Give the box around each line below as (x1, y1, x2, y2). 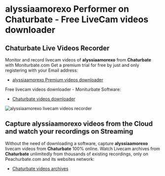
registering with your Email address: (5, 67, 78, 73)
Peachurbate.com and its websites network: (5, 156, 95, 162)
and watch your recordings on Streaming (5, 127, 133, 136)
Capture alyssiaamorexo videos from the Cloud (5, 119, 153, 128)
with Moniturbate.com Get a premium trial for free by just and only (5, 62, 139, 68)
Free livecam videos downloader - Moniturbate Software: (5, 87, 121, 92)
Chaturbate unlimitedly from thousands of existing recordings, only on (5, 151, 149, 157)
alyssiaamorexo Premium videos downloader (12, 77, 103, 83)
